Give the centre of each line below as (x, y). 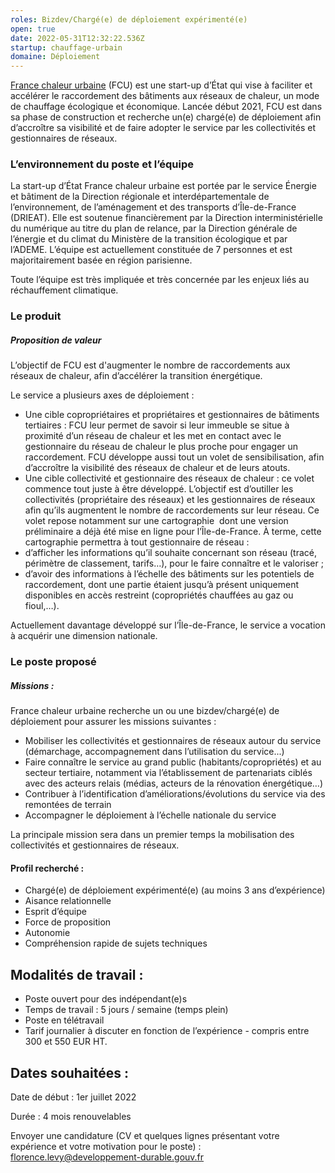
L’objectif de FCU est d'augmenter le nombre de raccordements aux (150, 365)
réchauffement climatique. (64, 290)
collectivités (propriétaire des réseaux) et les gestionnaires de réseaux (170, 500)
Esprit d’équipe (55, 912)
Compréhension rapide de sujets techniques (116, 943)
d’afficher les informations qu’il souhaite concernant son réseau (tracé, (170, 553)
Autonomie (47, 933)
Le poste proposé (53, 662)
